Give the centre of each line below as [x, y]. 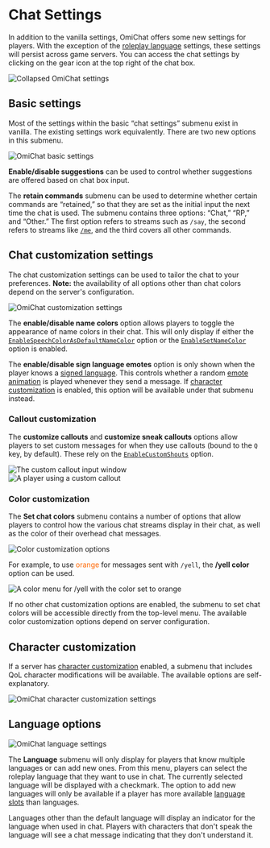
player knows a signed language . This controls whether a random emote [128, 373]
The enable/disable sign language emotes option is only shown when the [132, 364]
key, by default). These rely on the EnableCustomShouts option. [111, 453]
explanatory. [29, 683]
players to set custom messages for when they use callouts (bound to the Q [133, 445]
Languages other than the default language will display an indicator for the [132, 817]
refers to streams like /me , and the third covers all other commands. [120, 230]
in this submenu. [36, 140]
